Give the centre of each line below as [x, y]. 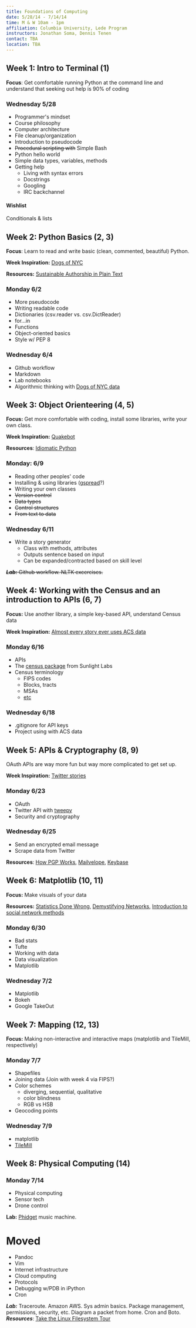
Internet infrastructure [41, 1270]
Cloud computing [36, 1276]
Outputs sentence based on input [64, 554]
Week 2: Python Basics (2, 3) [60, 237]
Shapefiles [28, 1073]
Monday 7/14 [25, 1180]
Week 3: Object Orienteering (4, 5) [70, 405]
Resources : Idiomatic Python [41, 448]
